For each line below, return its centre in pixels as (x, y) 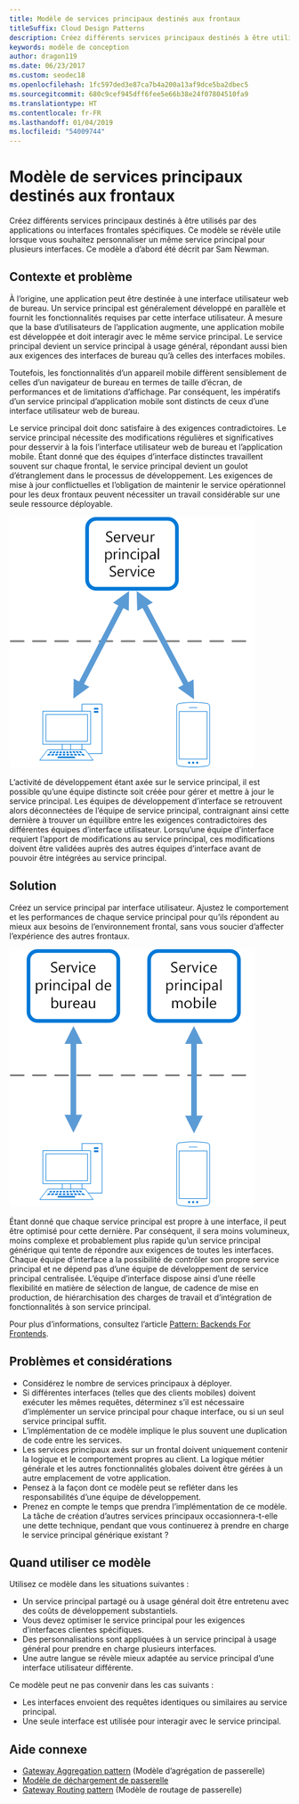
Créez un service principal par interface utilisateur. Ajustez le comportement (149, 907)
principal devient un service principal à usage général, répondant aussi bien (148, 346)
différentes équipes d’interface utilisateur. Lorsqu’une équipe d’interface (141, 829)
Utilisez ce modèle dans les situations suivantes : (99, 1585)
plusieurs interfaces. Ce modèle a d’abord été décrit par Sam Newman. (139, 249)
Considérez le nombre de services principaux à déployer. (127, 1383)
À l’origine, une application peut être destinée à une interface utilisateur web (149, 298)
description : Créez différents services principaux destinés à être (139, 37)
